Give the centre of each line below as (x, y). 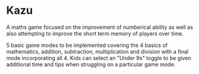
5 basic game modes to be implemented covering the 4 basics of (87, 45)
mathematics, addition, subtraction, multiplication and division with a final (97, 51)
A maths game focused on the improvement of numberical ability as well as (100, 27)
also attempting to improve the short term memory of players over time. (95, 33)
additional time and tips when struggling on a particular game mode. (91, 64)
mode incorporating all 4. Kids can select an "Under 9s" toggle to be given (99, 58)
